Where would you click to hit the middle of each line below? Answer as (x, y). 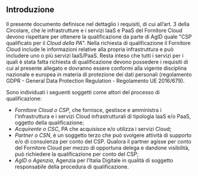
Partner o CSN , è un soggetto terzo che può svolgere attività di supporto (103, 135)
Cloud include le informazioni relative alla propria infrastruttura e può (90, 49)
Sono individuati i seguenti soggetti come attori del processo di (83, 92)
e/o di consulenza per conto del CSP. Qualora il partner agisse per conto (103, 141)
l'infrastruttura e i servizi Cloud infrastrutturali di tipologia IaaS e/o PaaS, (103, 116)
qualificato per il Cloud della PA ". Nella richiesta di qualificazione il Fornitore (98, 43)
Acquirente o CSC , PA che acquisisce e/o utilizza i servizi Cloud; (93, 129)
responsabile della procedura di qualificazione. (72, 167)
